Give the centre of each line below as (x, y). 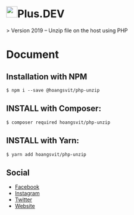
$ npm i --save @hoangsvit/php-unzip (53, 90)
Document (33, 55)
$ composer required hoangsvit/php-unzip (58, 122)
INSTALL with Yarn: (43, 141)
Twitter (24, 199)
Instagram (27, 193)
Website (25, 206)
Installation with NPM (47, 77)
